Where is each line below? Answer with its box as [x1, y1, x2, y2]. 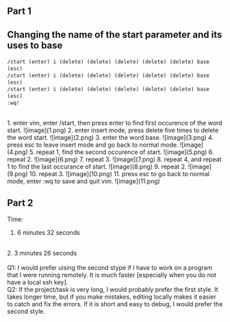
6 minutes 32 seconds [16, 229, 80, 237]
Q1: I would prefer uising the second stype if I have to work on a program [7, 264, 213, 272]
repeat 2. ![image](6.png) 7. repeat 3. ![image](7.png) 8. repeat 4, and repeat [7, 156, 222, 164]
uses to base [7, 39, 63, 51]
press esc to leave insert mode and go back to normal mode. [7, 140, 179, 149]
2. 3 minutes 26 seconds [7, 249, 77, 258]
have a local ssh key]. [7, 278, 68, 286]
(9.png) [7, 170, 29, 178]
